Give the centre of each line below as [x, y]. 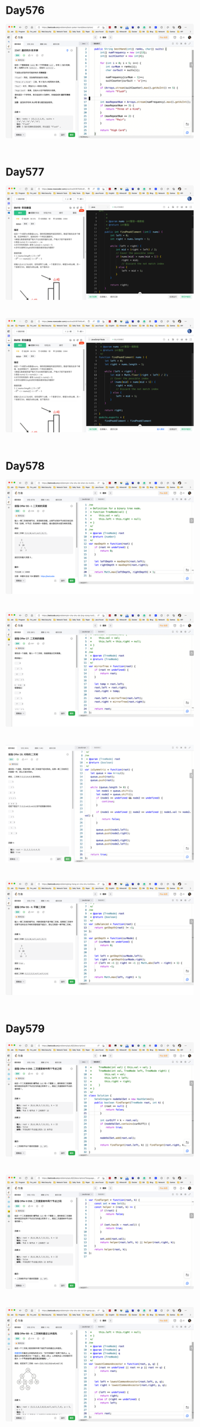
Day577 [25, 172]
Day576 [25, 10]
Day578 [25, 466]
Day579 [25, 1029]
